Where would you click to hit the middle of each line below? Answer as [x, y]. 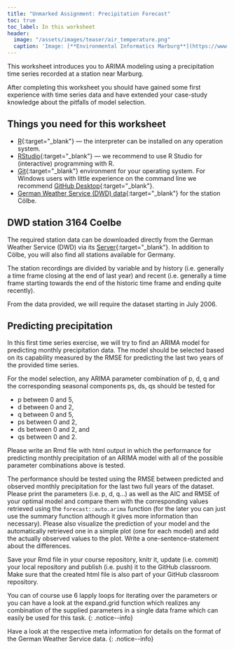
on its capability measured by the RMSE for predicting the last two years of [115, 357]
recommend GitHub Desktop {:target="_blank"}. [86, 186]
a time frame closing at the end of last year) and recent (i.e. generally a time [117, 275]
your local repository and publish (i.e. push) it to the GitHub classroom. [109, 567]
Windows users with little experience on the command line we [107, 178]
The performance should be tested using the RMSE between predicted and [116, 479]
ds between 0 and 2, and [53, 430]
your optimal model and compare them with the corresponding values [108, 501]
